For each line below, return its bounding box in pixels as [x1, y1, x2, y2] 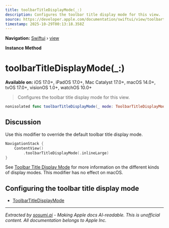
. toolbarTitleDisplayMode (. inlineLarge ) [23, 150, 109, 156]
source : [5, 17, 22, 22]
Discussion [5, 118, 41, 126]
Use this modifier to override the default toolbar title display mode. [5, 131, 143, 137]
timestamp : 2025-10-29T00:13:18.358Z [5, 21, 84, 27]
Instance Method [5, 45, 42, 51]
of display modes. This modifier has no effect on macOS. [5, 170, 123, 176]
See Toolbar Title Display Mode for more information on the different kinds [5, 164, 159, 170]
